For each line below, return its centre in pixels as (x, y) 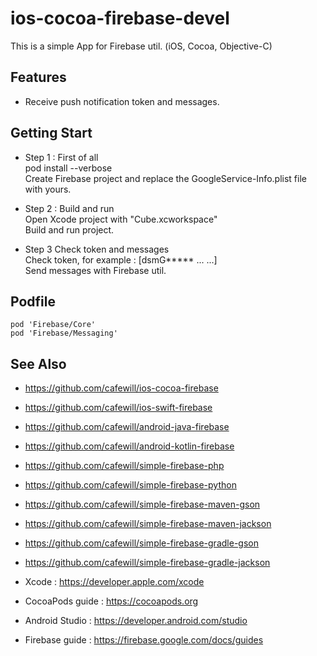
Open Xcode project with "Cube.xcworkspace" (121, 219)
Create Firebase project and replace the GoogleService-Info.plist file (165, 178)
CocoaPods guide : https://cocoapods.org (111, 601)
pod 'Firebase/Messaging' (64, 333)
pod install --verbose (68, 168)
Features (38, 77)
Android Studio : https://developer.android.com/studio (136, 621)
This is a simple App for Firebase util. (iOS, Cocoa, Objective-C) (141, 46)
